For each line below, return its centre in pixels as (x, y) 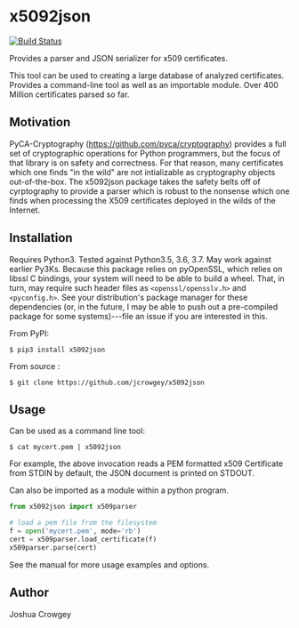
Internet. (25, 210)
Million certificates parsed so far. (69, 94)
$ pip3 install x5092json (57, 350)
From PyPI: (29, 333)
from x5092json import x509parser (73, 507)
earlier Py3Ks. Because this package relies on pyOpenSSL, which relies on (146, 269)
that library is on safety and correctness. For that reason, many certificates (146, 163)
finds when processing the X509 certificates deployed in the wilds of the (142, 200)
